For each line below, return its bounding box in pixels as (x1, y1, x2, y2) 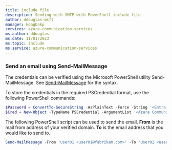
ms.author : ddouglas (5, 31, 50, 36)
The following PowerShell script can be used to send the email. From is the (5, 119, 163, 125)
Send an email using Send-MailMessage (5, 62, 107, 70)
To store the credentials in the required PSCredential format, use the (5, 89, 149, 95)
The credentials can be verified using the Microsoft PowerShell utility (5, 74, 151, 80)
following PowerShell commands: (5, 95, 76, 101)
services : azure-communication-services (5, 27, 93, 32)
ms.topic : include (5, 41, 45, 46)
